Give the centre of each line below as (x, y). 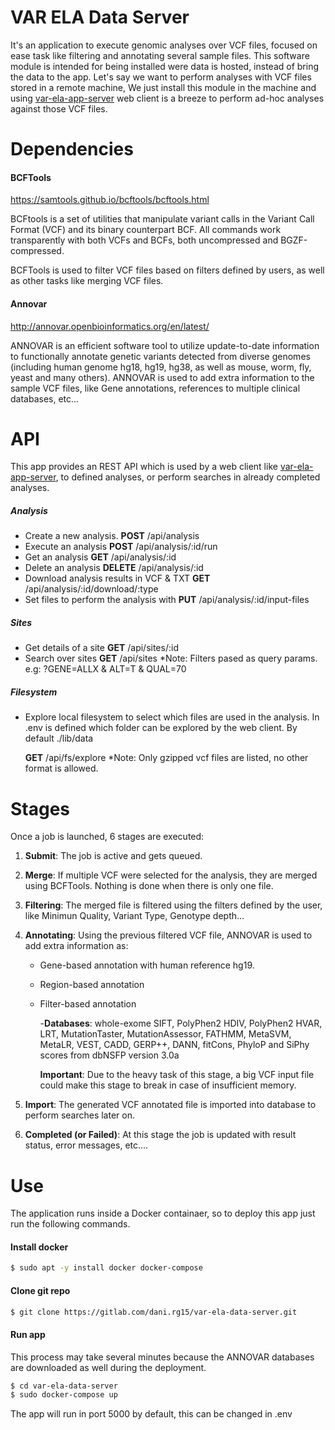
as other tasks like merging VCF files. (87, 281)
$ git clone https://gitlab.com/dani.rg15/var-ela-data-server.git (154, 1312)
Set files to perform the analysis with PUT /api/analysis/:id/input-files (167, 600)
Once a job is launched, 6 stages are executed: (107, 837)
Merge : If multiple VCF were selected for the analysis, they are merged (171, 875)
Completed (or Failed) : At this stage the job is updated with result (160, 1135)
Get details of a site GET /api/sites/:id (101, 648)
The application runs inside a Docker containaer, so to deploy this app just (163, 1213)
